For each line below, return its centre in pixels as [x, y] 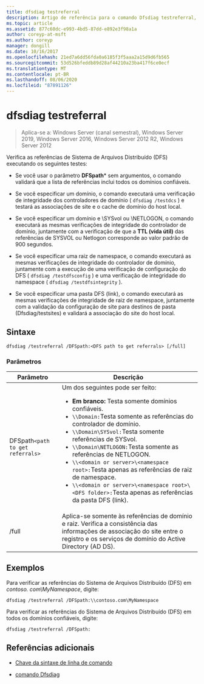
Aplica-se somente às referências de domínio [127, 516]
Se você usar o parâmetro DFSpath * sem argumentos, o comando [98, 175]
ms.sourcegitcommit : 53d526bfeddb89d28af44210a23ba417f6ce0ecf [88, 63]
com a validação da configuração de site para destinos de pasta [95, 306]
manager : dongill [28, 46]
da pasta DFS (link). [100, 500]
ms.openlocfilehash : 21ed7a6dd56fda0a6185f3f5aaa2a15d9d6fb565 [88, 57]
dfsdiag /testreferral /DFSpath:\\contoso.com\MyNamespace [83, 600]
